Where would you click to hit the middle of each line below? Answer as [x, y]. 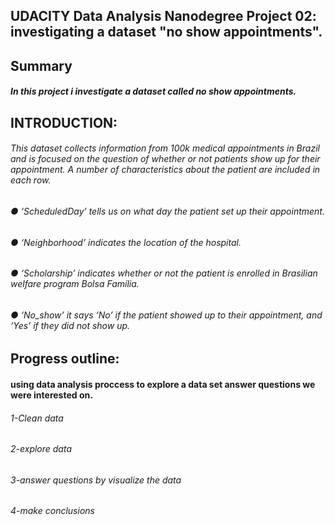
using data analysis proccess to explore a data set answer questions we [163, 384]
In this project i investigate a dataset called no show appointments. [153, 91]
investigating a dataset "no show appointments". [166, 32]
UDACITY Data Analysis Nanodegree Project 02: [163, 16]
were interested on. [51, 395]
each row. [31, 180]
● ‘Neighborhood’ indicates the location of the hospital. [126, 242]
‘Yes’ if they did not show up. [70, 325]
